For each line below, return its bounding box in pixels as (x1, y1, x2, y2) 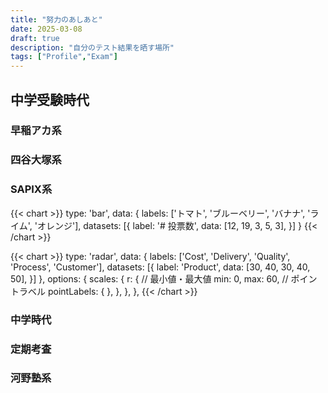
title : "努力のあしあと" (10, 14, 103, 25)
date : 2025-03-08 (10, 24, 83, 34)
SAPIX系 (10, 182, 53, 196)
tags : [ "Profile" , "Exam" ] (10, 52, 118, 62)
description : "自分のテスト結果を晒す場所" (10, 42, 175, 53)
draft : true (10, 33, 60, 43)
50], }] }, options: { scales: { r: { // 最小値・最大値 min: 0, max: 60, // (10, 272, 289, 285)
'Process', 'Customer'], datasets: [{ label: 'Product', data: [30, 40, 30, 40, (10, 261, 311, 273)
